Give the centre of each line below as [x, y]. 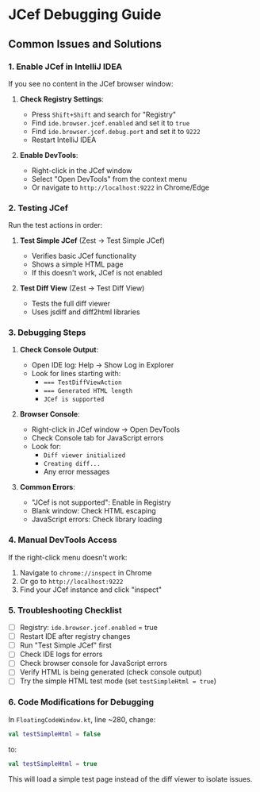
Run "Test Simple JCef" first [66, 645]
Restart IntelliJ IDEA [64, 140]
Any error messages [76, 472]
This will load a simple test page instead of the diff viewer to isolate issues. [130, 779]
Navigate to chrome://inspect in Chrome [86, 572]
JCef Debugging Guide [85, 15]
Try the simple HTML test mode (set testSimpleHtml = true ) [118, 681]
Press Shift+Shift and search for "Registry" [104, 114]
